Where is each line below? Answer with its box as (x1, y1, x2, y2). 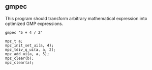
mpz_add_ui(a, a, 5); (5, 51, 50, 56)
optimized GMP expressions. (5, 21, 63, 26)
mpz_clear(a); (5, 60, 34, 65)
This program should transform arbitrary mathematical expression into (5, 15, 148, 21)
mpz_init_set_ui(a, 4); (5, 43, 54, 48)
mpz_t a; (5, 39, 23, 44)
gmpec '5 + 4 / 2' (5, 30, 43, 35)
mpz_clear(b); (5, 56, 34, 61)
